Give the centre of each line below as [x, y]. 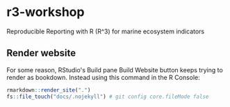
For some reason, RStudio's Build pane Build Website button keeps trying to [115, 69]
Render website [41, 53]
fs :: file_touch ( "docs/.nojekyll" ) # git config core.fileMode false [108, 97]
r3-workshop [46, 12]
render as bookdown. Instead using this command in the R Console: [104, 77]
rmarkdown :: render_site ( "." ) [49, 90]
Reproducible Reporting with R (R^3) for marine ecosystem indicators [106, 31]
